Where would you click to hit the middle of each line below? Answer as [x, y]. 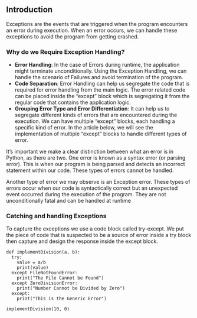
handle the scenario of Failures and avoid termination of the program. [99, 77]
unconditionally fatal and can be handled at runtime [69, 201]
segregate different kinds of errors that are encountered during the [96, 115]
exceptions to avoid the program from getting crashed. [73, 36]
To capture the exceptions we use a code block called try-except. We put [95, 229]
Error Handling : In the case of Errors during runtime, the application [97, 65]
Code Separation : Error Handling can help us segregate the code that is [102, 84]
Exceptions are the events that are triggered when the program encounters [97, 24]
